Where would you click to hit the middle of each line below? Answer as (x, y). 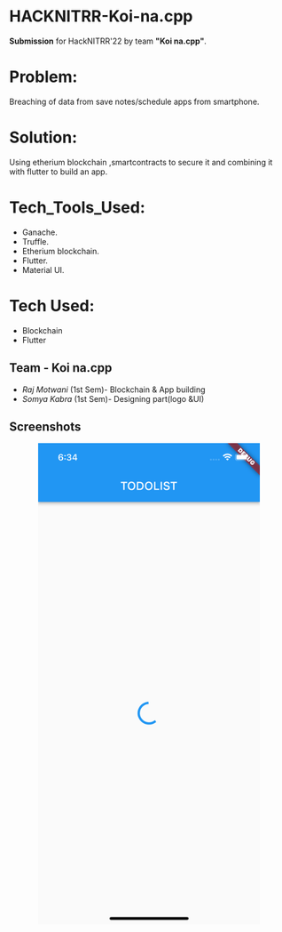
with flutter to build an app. (59, 172)
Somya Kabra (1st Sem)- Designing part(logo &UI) (113, 398)
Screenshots (45, 426)
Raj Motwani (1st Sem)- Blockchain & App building (114, 390)
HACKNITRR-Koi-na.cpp (101, 16)
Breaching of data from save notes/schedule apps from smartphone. (134, 101)
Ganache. (39, 232)
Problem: (43, 77)
